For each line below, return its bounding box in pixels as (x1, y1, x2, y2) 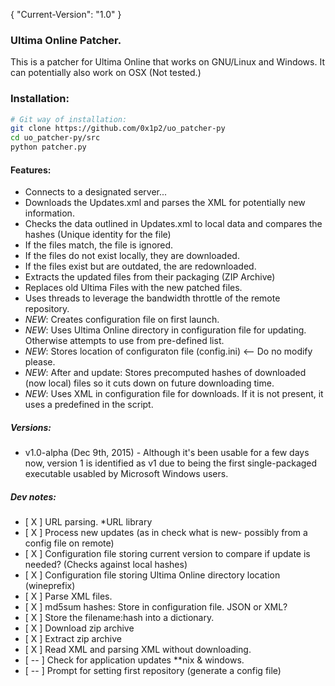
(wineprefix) (24, 580, 76, 592)
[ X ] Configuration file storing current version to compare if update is (24, 548, 311, 560)
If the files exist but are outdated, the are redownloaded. (24, 260, 257, 273)
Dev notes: (10, 490, 57, 503)
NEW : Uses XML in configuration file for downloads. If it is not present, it (24, 388, 324, 400)
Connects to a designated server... (24, 186, 168, 198)
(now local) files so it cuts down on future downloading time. (24, 377, 275, 389)
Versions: (10, 421, 52, 433)
